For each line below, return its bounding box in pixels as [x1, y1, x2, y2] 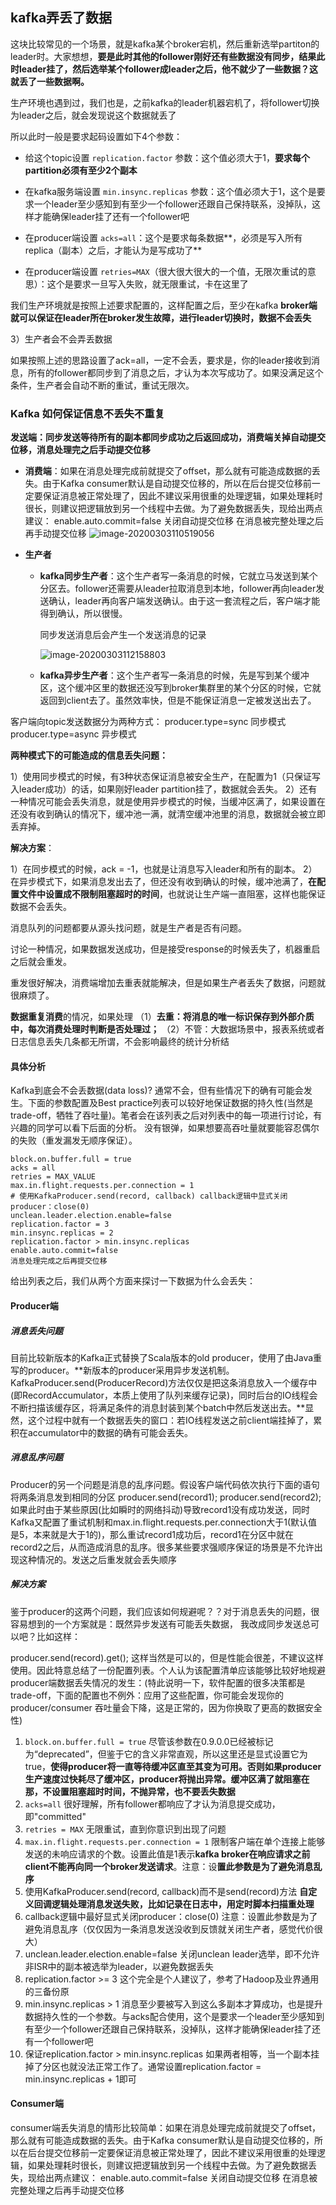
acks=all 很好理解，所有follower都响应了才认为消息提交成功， [24, 1798, 281, 1810]
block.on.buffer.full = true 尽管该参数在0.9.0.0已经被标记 [24, 1735, 274, 1747]
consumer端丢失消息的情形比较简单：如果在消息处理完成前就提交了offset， [10, 2122, 322, 2134]
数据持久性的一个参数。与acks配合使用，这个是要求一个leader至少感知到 [24, 2010, 325, 2022]
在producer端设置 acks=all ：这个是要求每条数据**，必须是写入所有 [24, 231, 303, 243]
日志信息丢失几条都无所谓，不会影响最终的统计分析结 [10, 1036, 230, 1048]
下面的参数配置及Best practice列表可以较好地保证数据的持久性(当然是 [27, 1097, 314, 1109]
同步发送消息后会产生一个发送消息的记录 [39, 629, 207, 641]
